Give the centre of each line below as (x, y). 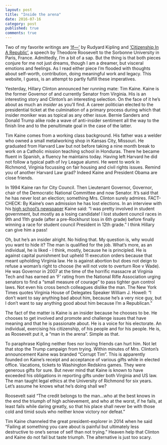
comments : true (21, 33)
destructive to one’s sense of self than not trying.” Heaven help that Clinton (82, 432)
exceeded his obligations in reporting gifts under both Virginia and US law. (81, 375)
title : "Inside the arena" (33, 14)
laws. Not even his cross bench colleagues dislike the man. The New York (81, 287)
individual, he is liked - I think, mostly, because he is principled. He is (76, 250)
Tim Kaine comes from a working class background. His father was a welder (83, 135)
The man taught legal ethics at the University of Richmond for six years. (79, 381)
